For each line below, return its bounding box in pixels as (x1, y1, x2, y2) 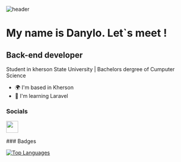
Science (6, 72, 26, 79)
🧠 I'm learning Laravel (14, 93, 68, 99)
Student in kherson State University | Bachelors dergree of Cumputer (6, 66, 175, 72)
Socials (6, 107, 28, 115)
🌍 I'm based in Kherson (14, 84, 74, 91)
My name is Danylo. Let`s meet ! (6, 27, 167, 40)
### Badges (6, 138, 37, 145)
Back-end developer (6, 50, 83, 60)
